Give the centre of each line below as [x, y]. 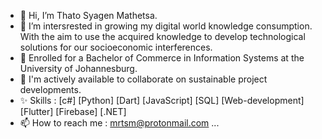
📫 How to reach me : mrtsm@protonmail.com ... [119, 123]
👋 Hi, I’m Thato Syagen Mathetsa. [88, 15]
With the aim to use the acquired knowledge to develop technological [162, 36]
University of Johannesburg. [78, 68]
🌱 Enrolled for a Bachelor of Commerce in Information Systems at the [162, 58]
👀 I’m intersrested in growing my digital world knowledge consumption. [166, 26]
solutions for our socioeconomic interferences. [116, 47]
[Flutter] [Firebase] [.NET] [73, 111]
